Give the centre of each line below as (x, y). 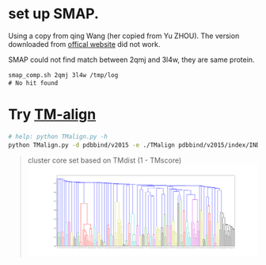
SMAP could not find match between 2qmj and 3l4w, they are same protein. (131, 60)
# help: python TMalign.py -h (58, 136)
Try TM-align (52, 115)
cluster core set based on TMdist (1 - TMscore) (104, 160)
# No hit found (33, 83)
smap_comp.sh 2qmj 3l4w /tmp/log (63, 75)
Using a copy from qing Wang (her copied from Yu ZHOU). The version (124, 36)
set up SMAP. (53, 14)
